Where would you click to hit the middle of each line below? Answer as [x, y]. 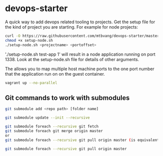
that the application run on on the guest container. [55, 74]
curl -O [13, 36]
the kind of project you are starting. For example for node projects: [72, 27]
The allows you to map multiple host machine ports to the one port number [80, 69]
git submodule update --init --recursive [48, 118]
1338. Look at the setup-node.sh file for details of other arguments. [72, 59]
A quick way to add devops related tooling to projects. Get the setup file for [80, 22]
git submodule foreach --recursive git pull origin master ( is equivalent [82, 140]
